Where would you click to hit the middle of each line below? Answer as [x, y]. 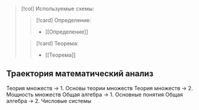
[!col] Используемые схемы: [58, 9]
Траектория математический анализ [80, 74]
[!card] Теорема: [57, 43]
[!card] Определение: [64, 20]
